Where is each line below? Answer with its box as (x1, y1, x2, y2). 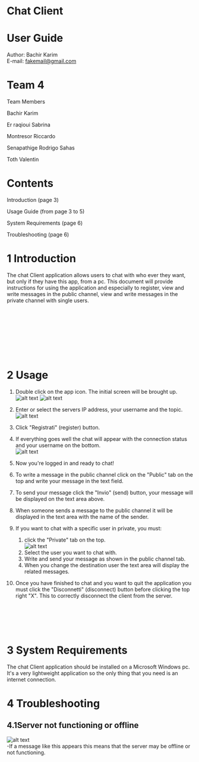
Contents (7, 177, 54, 190)
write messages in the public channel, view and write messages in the (7, 290, 178, 297)
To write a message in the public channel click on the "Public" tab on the (15, 471, 194, 478)
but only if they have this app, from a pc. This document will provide (7, 278, 173, 285)
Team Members (7, 98, 45, 105)
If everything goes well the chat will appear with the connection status (15, 435, 188, 442)
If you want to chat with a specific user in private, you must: (15, 524, 162, 531)
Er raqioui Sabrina (7, 121, 51, 129)
